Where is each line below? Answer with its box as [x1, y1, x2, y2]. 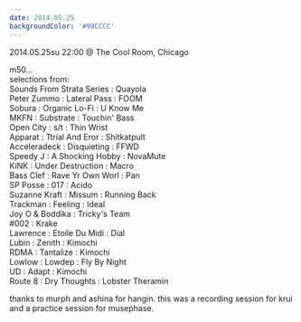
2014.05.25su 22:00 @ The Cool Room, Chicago [9, 46, 190, 57]
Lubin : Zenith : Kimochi [9, 237, 98, 248]
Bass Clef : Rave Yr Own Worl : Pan [9, 169, 140, 181]
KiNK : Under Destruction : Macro [9, 160, 134, 171]
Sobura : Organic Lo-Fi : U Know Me [9, 102, 145, 113]
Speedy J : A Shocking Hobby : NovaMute [9, 150, 166, 161]
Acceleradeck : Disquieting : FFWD [9, 141, 140, 152]
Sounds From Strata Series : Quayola [9, 83, 146, 94]
